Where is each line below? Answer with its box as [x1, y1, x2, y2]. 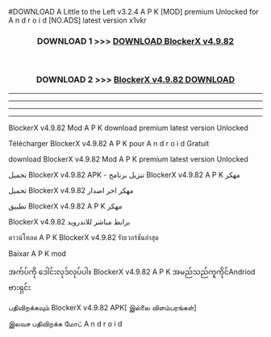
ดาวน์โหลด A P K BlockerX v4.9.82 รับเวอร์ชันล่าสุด [8, 232, 159, 242]
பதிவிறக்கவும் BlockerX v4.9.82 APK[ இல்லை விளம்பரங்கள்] [8, 302, 197, 312]
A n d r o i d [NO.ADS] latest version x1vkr [8, 15, 147, 25]
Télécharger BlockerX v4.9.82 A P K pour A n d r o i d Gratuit [8, 138, 210, 148]
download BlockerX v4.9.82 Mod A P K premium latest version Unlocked [8, 154, 248, 164]
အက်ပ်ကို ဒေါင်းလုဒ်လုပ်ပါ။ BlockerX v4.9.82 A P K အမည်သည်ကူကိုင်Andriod [8, 267, 256, 276]
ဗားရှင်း [8, 282, 31, 292]
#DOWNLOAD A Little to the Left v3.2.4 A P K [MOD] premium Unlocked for [8, 7, 260, 16]
